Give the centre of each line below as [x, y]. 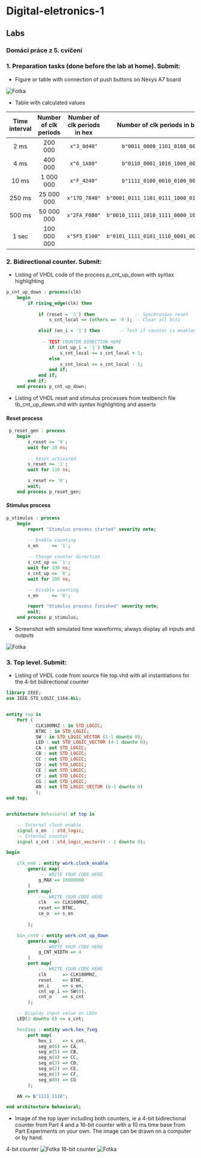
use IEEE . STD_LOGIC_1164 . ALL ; [44, 699]
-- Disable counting [53, 590]
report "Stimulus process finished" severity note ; [94, 606]
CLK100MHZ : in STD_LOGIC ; [69, 726]
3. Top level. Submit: [36, 662]
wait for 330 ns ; [49, 568]
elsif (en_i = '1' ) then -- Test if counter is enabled [117, 331]
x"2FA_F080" [84, 215]
